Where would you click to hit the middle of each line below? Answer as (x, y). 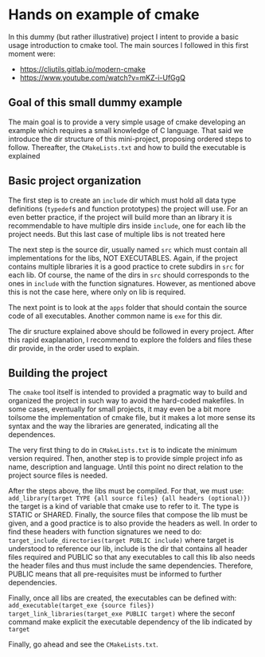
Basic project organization (75, 181)
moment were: (32, 53)
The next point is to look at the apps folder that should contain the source (128, 307)
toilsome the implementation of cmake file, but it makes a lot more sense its (132, 418)
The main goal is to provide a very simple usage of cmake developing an (127, 122)
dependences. (32, 435)
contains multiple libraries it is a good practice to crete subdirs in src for (126, 266)
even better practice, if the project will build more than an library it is (120, 217)
